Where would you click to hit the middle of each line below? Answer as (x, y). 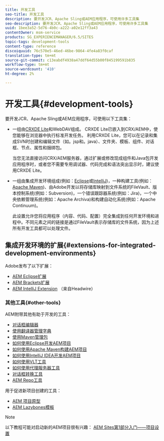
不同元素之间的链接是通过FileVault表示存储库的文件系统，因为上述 (92, 222)
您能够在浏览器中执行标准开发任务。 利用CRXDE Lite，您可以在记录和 (83, 135)
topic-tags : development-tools (37, 42)
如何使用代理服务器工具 (36, 368)
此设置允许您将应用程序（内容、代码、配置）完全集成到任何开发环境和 (83, 216)
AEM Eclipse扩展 (29, 276)
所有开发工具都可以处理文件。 (42, 228)
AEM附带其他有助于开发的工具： (38, 314)
